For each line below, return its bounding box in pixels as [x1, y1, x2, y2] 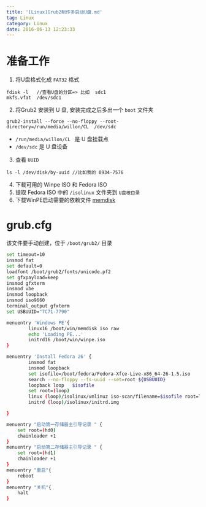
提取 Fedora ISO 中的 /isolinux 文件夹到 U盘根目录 [15, 188, 140, 196]
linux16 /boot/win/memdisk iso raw [28, 325, 120, 331]
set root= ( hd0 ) [17, 427, 56, 433]
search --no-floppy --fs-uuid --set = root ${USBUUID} [28, 376, 166, 382]
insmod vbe [6, 286, 34, 292]
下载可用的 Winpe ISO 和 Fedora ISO [15, 181, 107, 188]
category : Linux [6, 20, 48, 26]
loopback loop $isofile [28, 382, 95, 389]
